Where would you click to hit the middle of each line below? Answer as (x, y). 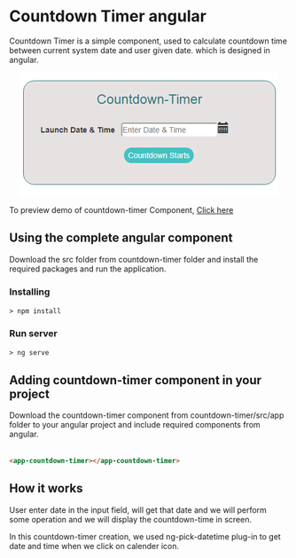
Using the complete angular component (121, 238)
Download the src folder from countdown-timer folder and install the (134, 259)
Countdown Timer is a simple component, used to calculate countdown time (148, 41)
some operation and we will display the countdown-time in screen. (131, 519)
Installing (30, 292)
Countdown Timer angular (108, 16)
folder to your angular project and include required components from (135, 425)
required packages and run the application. (88, 269)
